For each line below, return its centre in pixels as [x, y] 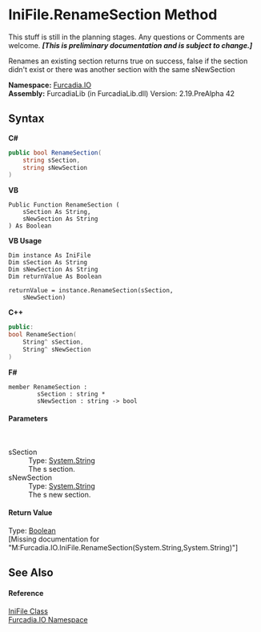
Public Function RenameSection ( [64, 205]
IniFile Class [28, 611]
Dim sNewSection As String [53, 270]
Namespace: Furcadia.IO [50, 85]
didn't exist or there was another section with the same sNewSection [122, 69]
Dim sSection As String [48, 263]
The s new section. [60, 494]
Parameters [28, 419]
